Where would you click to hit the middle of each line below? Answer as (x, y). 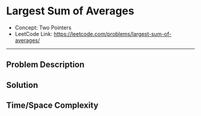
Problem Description (45, 65)
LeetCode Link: (33, 33)
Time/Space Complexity (52, 106)
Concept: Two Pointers (43, 28)
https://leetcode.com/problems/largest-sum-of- (112, 33)
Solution (22, 85)
